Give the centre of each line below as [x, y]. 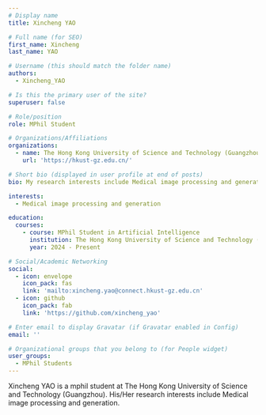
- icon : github [40, 298]
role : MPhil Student [42, 124]
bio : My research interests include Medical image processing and [120, 182]
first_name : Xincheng [44, 44]
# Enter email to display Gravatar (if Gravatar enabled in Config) [123, 327]
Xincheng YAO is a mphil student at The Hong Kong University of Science [128, 386]
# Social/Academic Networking [58, 262]
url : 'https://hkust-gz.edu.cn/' [78, 160]
